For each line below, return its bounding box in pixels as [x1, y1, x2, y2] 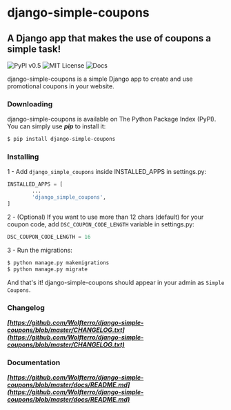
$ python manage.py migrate [7, 266, 88, 273]
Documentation [7, 358, 61, 367]
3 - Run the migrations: [7, 246, 72, 254]
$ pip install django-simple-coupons [7, 136, 116, 143]
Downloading [7, 99, 53, 108]
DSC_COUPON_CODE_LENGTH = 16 [7, 233, 91, 240]
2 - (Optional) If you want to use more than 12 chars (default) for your [7, 213, 204, 221]
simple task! [7, 43, 61, 55]
